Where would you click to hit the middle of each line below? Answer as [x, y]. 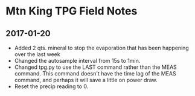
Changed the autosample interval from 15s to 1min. [77, 61]
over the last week [37, 54]
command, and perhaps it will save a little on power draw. [86, 80]
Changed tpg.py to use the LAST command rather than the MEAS [96, 67]
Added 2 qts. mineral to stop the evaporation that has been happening [102, 48]
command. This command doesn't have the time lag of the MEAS [95, 73]
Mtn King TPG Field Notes [72, 11]
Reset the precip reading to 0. [51, 86]
